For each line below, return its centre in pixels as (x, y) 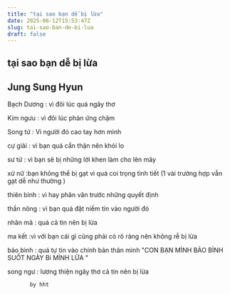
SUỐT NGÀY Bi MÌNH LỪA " (48, 258)
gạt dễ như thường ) (37, 181)
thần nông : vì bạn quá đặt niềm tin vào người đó (78, 209)
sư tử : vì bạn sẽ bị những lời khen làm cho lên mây (82, 160)
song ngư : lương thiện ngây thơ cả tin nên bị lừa (78, 271)
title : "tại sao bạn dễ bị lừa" (55, 14)
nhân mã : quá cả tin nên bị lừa (52, 223)
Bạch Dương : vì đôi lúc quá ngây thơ (61, 104)
